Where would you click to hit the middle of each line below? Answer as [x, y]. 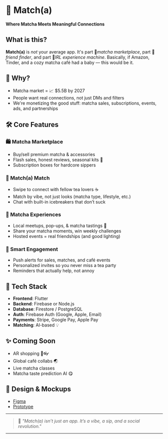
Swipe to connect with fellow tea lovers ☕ [56, 189]
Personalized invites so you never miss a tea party [65, 265]
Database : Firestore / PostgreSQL [48, 309]
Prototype [23, 406]
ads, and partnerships [35, 108]
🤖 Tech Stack [26, 286]
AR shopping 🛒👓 [31, 353]
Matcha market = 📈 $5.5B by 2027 [49, 90]
